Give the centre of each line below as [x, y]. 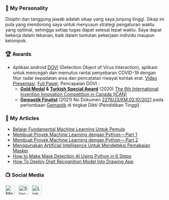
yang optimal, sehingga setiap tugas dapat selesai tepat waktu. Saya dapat [83, 30]
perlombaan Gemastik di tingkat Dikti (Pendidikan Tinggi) [80, 105]
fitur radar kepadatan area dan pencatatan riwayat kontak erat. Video [85, 78]
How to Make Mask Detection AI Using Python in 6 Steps [72, 156]
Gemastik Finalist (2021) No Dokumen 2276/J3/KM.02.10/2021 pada [92, 99]
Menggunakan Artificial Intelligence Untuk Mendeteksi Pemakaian [81, 145]
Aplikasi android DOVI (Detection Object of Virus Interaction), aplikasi [85, 67]
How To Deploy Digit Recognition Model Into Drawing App [73, 161]
